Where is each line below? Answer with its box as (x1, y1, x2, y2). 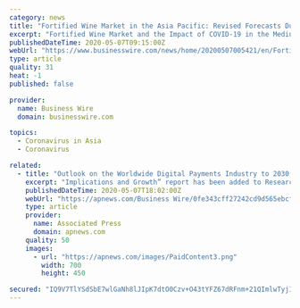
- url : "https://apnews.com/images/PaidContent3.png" (32, 252, 238, 262)
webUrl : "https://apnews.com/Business (25, 194, 170, 204)
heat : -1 (9, 71, 42, 80)
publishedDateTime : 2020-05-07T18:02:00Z (25, 186, 181, 195)
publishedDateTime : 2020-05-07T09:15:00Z (9, 37, 166, 47)
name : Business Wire (17, 104, 94, 112)
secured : (9, 285, 42, 295)
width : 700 (41, 261, 82, 270)
